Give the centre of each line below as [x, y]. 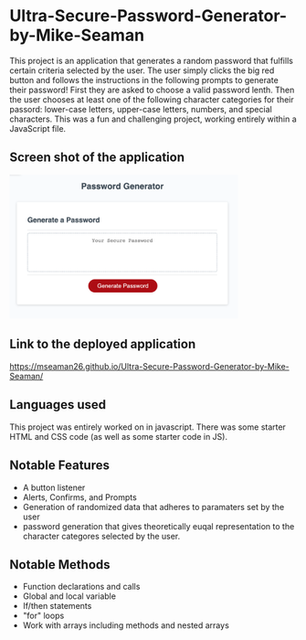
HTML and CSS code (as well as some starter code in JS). [119, 436]
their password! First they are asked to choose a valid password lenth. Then [152, 90]
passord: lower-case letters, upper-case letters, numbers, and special [141, 109]
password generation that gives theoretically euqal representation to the [158, 526]
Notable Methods [60, 565]
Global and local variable [69, 596]
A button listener [54, 487]
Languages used [58, 405]
